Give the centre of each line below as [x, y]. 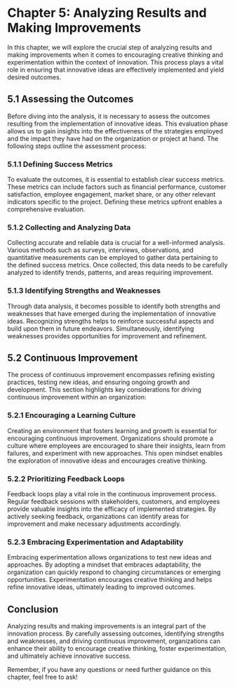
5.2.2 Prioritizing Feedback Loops [66, 479]
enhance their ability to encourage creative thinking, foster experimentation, [117, 649]
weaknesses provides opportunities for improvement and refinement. [107, 336]
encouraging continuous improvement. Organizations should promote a [110, 438]
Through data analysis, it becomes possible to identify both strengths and [114, 306]
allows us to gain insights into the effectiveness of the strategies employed [115, 131]
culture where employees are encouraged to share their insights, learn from [116, 445]
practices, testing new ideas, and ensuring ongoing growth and [99, 382]
